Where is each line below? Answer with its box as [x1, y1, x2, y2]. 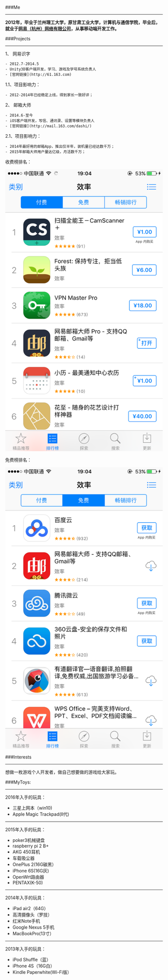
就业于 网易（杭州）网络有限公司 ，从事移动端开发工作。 [5, 26, 119, 32]
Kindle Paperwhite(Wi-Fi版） [12, 969, 72, 975]
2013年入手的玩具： [5, 946, 46, 952]
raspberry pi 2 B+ [12, 843, 49, 849]
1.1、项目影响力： [5, 81, 41, 87]
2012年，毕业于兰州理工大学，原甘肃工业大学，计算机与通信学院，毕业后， [5, 20, 160, 25]
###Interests [5, 754, 31, 760]
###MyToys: [5, 779, 31, 786]
